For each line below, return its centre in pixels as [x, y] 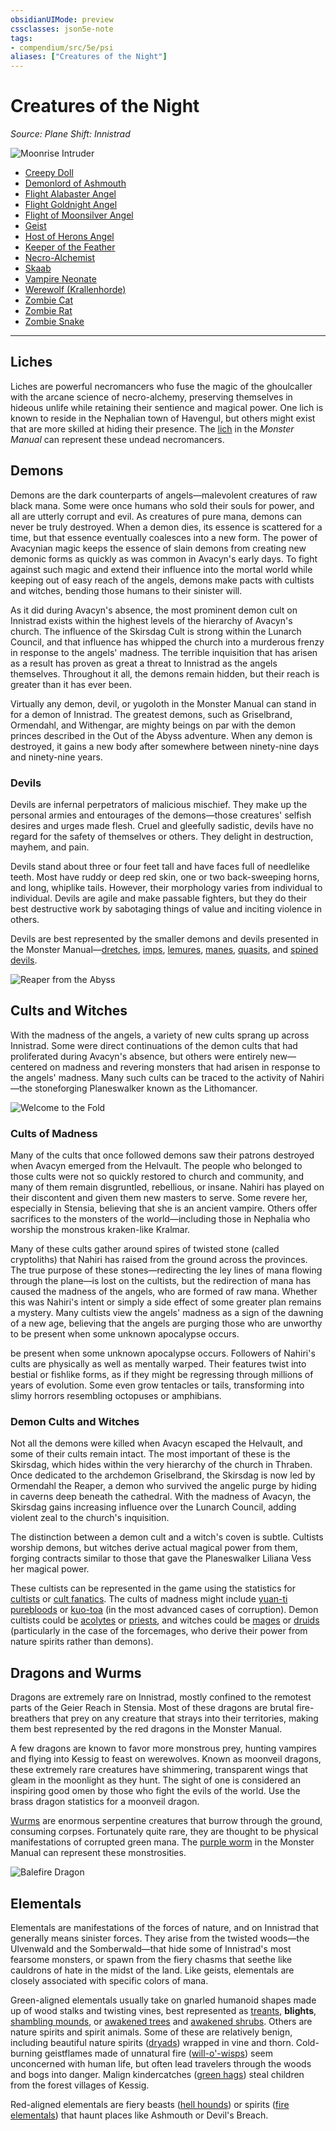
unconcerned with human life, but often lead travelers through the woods [161, 2064]
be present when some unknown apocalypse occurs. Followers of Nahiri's [163, 1353]
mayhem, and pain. [50, 847]
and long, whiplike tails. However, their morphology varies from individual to [166, 887]
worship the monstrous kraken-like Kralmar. [100, 1230]
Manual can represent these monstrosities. [98, 1853]
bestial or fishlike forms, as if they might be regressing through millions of [162, 1375]
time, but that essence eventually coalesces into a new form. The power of [164, 537]
